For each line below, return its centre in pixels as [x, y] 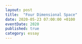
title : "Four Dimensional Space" [42, 15]
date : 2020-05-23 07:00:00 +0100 [40, 19]
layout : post [19, 10]
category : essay [22, 33]
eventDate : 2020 [22, 24]
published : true [22, 29]
